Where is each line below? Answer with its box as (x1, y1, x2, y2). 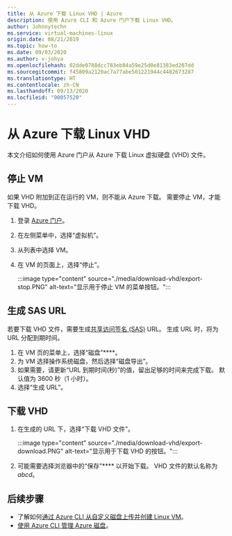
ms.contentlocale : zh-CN (7, 81, 79, 88)
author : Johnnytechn (7, 23, 67, 30)
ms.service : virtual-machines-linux (7, 29, 113, 37)
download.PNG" (17, 447, 64, 455)
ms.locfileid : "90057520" (7, 95, 82, 101)
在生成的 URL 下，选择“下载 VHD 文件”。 (17, 425, 134, 433)
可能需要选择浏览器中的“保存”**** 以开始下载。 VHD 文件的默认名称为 (17, 462, 218, 470)
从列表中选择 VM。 (17, 245, 72, 254)
